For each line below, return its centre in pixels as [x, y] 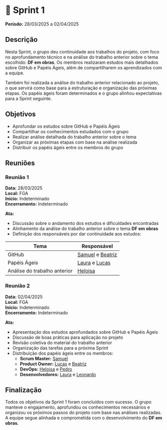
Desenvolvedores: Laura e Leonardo [58, 374]
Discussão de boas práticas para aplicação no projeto [68, 337]
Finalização [23, 390]
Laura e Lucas [94, 263]
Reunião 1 [17, 177]
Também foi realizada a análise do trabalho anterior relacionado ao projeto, [82, 82]
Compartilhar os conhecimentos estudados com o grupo [70, 131]
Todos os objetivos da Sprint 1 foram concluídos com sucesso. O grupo [79, 402]
